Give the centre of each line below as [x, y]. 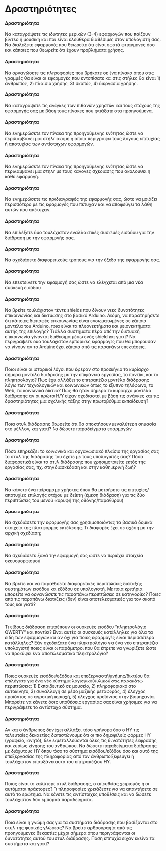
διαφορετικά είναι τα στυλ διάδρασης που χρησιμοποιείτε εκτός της [76, 462]
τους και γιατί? [20, 604]
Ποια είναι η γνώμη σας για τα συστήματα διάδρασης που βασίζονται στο [81, 822]
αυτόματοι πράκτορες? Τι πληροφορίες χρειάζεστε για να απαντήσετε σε [81, 789]
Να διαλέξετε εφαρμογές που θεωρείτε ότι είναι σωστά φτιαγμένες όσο [80, 45]
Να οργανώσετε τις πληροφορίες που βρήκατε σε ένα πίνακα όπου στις [80, 73]
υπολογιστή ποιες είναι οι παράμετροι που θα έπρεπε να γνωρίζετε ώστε [81, 648]
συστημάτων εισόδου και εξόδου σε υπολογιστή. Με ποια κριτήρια [74, 589]
